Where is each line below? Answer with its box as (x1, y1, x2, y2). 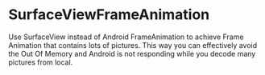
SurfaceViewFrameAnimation (8, 6, 210, 24)
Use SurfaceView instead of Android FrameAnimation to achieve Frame (8, 32, 244, 41)
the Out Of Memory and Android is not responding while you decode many (8, 49, 256, 58)
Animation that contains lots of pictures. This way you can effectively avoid (8, 40, 258, 49)
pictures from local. (8, 57, 73, 67)
